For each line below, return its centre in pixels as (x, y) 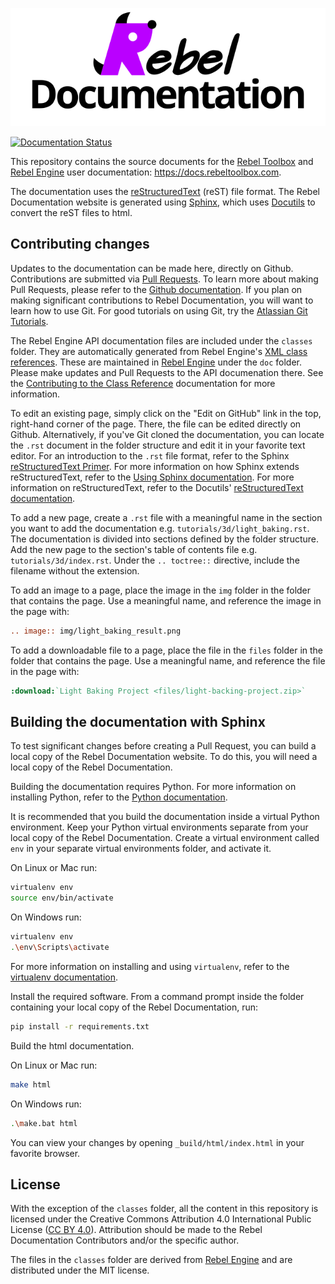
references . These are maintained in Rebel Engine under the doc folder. (156, 362)
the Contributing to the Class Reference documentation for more (143, 383)
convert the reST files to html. (71, 212)
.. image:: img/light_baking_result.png (96, 631)
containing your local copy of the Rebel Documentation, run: (134, 1007)
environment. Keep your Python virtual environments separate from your (159, 827)
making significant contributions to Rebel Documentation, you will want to (162, 300)
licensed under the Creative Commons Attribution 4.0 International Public (161, 1219)
